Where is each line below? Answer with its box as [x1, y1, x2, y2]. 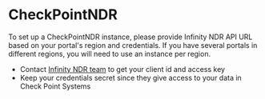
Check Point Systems [19, 81, 91, 91]
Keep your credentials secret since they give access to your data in [19, 73, 242, 82]
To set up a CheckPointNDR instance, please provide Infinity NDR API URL [8, 32, 253, 42]
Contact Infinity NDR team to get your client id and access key [19, 64, 226, 73]
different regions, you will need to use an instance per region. [8, 49, 211, 58]
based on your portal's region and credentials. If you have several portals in [8, 40, 258, 49]
